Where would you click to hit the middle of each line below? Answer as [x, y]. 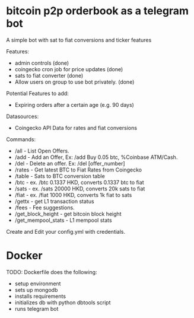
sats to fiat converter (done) [49, 75]
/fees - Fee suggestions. [45, 207]
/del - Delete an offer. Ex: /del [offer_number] [70, 163]
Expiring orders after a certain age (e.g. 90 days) [74, 104]
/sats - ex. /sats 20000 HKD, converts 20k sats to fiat [80, 189]
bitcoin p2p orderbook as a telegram [97, 11]
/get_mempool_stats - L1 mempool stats [63, 220]
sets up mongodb [36, 290]
